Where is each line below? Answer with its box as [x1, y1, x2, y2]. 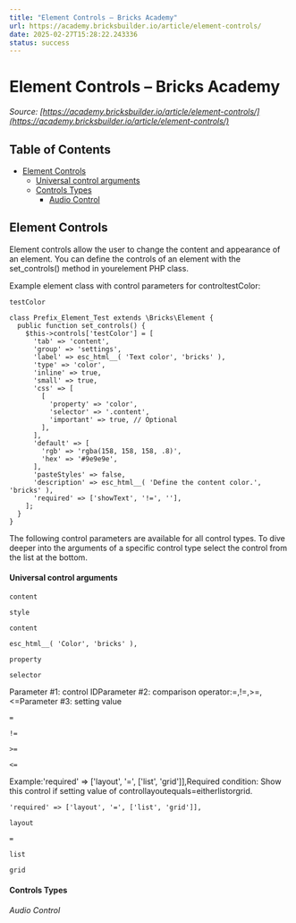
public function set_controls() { [17, 321, 146, 330]
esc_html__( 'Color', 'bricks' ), [9, 640, 139, 649]
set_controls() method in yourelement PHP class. [9, 263, 190, 273]
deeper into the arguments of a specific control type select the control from [9, 542, 288, 553]
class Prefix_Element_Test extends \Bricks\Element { [9, 313, 215, 323]
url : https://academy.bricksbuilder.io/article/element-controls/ [9, 22, 262, 30]
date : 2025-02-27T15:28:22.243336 [9, 30, 139, 39]
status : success [9, 38, 70, 47]
